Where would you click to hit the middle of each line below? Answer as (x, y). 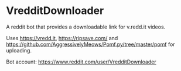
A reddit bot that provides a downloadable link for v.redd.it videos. (86, 27)
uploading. (19, 50)
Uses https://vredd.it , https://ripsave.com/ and (62, 38)
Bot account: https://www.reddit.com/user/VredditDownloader (81, 62)
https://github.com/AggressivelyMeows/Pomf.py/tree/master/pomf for (90, 44)
